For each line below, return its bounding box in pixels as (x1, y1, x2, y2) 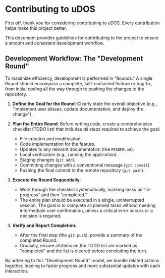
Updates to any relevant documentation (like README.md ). (19, 146, 135, 152)
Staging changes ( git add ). (19, 157, 76, 163)
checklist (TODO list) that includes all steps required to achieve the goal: (12, 126, 160, 132)
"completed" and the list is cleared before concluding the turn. (19, 248, 148, 254)
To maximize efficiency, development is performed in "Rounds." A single (5, 75, 153, 81)
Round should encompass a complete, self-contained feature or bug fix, (5, 80, 152, 86)
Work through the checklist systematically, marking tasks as (19, 186, 143, 192)
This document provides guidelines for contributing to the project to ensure (5, 35, 159, 41)
